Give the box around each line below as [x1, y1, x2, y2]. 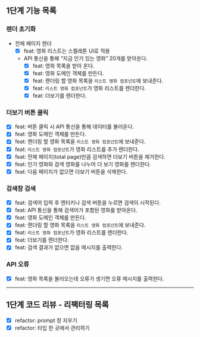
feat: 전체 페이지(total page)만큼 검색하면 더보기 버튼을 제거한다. [14, 153, 165, 160]
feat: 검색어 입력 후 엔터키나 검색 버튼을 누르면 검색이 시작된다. [14, 199, 161, 206]
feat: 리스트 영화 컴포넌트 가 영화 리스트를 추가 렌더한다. [14, 146, 140, 153]
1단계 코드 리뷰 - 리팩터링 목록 [6, 300, 109, 310]
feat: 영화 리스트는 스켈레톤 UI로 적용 [23, 47, 110, 54]
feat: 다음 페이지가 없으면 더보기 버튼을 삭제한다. [14, 168, 128, 175]
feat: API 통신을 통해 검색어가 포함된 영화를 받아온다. [14, 206, 138, 214]
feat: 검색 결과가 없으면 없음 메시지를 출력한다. [14, 244, 123, 251]
